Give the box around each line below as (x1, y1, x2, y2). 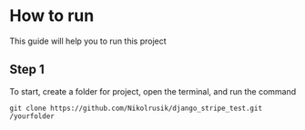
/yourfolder (9, 111, 55, 121)
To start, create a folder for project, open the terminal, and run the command (9, 85, 297, 96)
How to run (9, 5, 95, 26)
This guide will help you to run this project (9, 35, 167, 46)
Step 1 (9, 62, 46, 77)
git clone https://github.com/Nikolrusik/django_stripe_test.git (9, 104, 262, 113)
